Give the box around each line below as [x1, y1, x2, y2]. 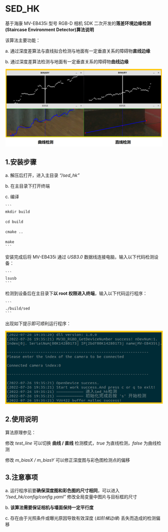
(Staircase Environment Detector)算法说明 [5, 26, 94, 33]
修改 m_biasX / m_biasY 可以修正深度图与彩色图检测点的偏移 [5, 457, 130, 463]
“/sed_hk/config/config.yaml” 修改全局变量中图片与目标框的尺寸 [5, 493, 137, 500]
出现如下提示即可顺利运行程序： [5, 320, 71, 327]
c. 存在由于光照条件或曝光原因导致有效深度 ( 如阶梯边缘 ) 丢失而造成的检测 [5, 515, 156, 521]
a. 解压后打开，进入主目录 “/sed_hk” [5, 172, 80, 178]
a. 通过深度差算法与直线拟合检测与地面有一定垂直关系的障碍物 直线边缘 [5, 48, 150, 54]
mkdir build [5, 209, 30, 214]
